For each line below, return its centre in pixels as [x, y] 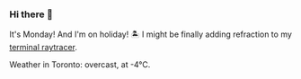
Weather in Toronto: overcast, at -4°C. [80, 65]
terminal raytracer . [44, 48]
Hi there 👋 [31, 14]
